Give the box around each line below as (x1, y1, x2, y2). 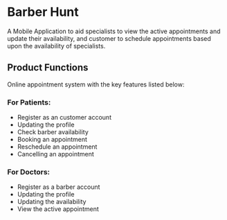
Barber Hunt (7, 4, 80, 20)
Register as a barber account (17, 183, 100, 191)
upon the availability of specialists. (7, 42, 106, 50)
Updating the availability (17, 198, 87, 206)
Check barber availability (17, 128, 89, 136)
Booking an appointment (17, 136, 88, 144)
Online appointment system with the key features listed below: (7, 80, 185, 89)
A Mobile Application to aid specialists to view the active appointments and (7, 27, 221, 35)
